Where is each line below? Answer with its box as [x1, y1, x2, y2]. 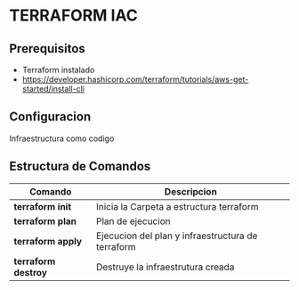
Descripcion [164, 185, 218, 197]
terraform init [13, 200, 72, 212]
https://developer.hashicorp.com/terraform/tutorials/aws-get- [21, 74, 249, 85]
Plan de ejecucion [96, 215, 171, 228]
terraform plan [13, 215, 77, 228]
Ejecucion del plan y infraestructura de [96, 229, 258, 242]
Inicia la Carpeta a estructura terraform [96, 200, 259, 212]
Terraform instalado [21, 64, 95, 75]
